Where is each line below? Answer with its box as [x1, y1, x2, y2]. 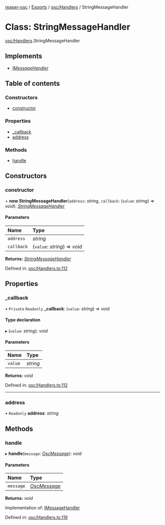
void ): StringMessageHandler [5, 203, 65, 209]
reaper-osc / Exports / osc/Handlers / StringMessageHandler [5, 4, 129, 10]
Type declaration [5, 317, 41, 323]
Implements [5, 52, 43, 61]
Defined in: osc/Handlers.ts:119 [5, 515, 68, 521]
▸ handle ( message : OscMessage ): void [5, 451, 82, 456]
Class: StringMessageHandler [5, 22, 131, 33]
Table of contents [5, 79, 60, 88]
